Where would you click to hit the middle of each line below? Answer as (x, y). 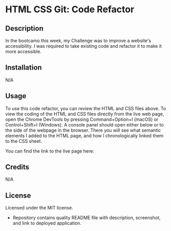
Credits (17, 167)
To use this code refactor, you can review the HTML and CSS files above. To (86, 108)
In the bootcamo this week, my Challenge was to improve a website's (78, 40)
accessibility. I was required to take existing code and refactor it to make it (84, 46)
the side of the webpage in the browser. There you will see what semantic (83, 130)
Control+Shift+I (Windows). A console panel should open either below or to (84, 124)
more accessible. (24, 51)
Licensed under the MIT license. (39, 208)
